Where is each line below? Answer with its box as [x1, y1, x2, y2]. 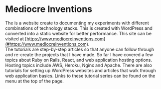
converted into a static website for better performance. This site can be [5, 30, 152, 36]
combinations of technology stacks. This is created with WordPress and [5, 25, 153, 31]
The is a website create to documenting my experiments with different [5, 20, 149, 26]
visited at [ [5, 36, 27, 42]
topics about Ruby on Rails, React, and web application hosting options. [5, 57, 152, 63]
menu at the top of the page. [5, 78, 64, 84]
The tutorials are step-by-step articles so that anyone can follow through [5, 46, 155, 52]
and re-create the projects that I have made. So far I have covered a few [5, 51, 153, 58]
